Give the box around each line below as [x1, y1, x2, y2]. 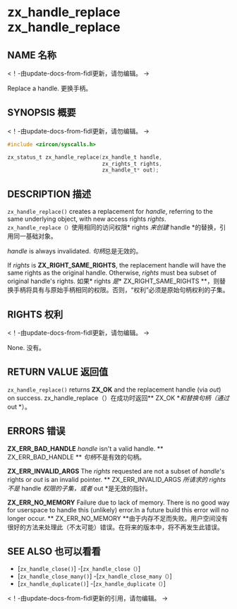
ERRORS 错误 [7, 425, 66, 438]
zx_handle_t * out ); [102, 167, 159, 174]
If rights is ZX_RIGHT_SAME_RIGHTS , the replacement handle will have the [7, 261, 226, 270]
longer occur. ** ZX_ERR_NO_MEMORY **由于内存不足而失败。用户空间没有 [7, 514, 228, 522]
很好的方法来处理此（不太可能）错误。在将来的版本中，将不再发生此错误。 [7, 523, 224, 531]
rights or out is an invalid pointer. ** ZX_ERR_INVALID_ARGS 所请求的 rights [7, 475, 226, 483]
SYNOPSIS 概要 [7, 107, 76, 119]
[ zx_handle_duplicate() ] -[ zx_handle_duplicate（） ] [17, 579, 166, 588]
